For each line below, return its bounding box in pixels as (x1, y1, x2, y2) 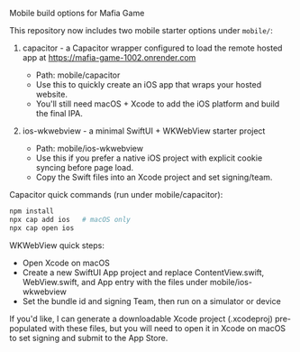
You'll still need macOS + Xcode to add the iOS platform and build (35, 98, 280, 109)
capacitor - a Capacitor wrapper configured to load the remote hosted (22, 42, 283, 53)
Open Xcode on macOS (22, 257, 111, 268)
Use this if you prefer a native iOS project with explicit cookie (35, 153, 263, 163)
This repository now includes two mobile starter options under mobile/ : (9, 25, 273, 35)
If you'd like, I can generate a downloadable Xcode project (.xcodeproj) (9, 313, 273, 324)
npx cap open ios (9, 223, 75, 233)
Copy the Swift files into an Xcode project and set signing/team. (35, 171, 273, 182)
